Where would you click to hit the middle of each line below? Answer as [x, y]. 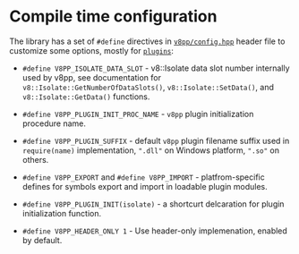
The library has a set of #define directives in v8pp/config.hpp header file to [147, 41]
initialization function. [62, 213]
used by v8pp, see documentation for [91, 77]
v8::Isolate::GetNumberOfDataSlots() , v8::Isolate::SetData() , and [148, 87]
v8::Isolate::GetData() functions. [86, 97]
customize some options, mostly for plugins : [92, 50]
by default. [42, 240]
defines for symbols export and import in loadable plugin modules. [145, 186]
